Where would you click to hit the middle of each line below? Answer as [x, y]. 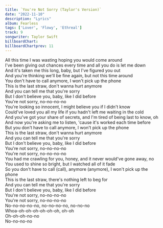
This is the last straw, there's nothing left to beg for [56, 180]
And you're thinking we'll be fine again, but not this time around [69, 75]
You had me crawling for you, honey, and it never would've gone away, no [80, 159]
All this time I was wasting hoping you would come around [64, 60]
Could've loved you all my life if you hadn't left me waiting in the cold [74, 112]
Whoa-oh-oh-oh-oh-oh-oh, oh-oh [40, 210]
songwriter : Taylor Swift [31, 37]
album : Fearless [22, 23]
